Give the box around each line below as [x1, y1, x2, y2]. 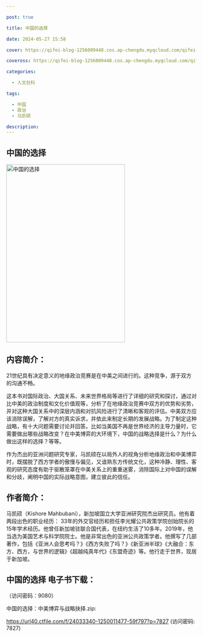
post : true [6, 14, 34, 20]
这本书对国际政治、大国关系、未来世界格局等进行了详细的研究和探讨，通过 [6, 392, 192, 399]
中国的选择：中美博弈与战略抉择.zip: [6, 604, 97, 612]
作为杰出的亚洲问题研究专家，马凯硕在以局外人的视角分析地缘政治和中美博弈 [6, 450, 197, 457]
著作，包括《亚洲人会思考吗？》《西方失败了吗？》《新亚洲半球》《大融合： [6, 540, 189, 547]
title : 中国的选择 [6, 25, 48, 31]
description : [6, 123, 39, 130]
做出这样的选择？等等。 [6, 437, 65, 445]
